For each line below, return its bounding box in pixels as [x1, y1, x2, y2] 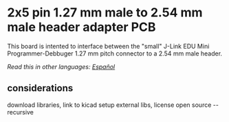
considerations [7, 82, 74, 94]
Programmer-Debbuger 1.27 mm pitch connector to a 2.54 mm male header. [7, 49, 222, 58]
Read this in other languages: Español [7, 62, 116, 71]
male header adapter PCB [7, 19, 156, 35]
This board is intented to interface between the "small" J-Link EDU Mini [7, 42, 210, 50]
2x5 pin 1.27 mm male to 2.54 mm [7, 5, 203, 21]
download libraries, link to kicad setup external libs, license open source [7, 101, 212, 109]
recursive [7, 108, 34, 116]
